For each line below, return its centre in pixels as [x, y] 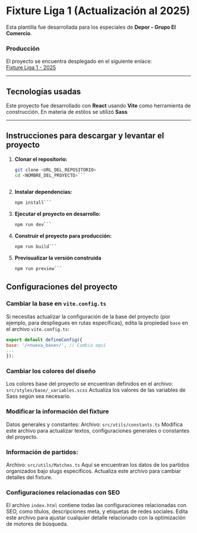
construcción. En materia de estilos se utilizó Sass [67, 112]
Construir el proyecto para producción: [63, 236]
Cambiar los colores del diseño [51, 371]
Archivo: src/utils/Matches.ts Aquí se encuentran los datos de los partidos [98, 465]
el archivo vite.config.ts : [38, 329]
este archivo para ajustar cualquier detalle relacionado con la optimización [96, 518]
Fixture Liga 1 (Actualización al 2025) [98, 11]
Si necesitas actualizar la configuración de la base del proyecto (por [88, 316]
